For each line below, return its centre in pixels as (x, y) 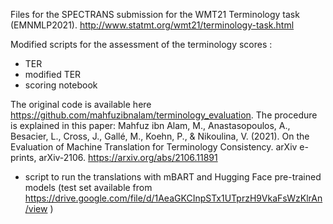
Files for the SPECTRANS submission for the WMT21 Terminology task (155, 14)
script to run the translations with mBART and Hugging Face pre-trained (173, 177)
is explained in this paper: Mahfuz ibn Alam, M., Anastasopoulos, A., (150, 125)
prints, (23, 157)
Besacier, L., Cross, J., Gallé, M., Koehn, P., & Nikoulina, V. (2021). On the (160, 136)
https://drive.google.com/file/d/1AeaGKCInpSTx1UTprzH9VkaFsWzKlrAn (173, 198)
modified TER (53, 74)
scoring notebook (61, 85)
